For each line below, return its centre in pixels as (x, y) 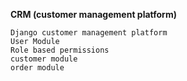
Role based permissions (60, 50)
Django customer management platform (89, 33)
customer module (44, 59)
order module (37, 68)
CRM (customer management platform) (93, 14)
